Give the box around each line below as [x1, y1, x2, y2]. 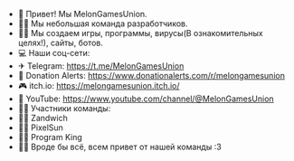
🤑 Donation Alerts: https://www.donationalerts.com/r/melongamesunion [17, 71, 285, 80]
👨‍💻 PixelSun [17, 122, 63, 133]
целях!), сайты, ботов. [17, 37, 104, 48]
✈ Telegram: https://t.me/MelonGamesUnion [17, 61, 185, 71]
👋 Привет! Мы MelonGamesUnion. [17, 9, 147, 19]
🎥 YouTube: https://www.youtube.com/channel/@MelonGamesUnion [17, 93, 274, 104]
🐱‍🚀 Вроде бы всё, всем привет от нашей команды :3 [17, 141, 222, 152]
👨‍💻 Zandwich [17, 113, 68, 123]
